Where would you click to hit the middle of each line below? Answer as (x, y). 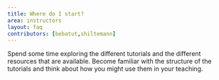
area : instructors (34, 21)
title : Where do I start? (46, 14)
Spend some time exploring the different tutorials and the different (104, 54)
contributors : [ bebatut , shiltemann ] (62, 34)
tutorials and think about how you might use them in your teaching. (105, 69)
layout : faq (25, 27)
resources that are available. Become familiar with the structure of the (109, 62)
